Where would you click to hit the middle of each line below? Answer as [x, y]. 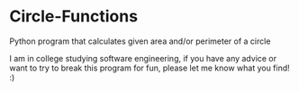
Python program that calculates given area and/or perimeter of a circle [140, 41]
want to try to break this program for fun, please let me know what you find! [149, 68]
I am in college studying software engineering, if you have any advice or [143, 58]
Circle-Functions [73, 17]
